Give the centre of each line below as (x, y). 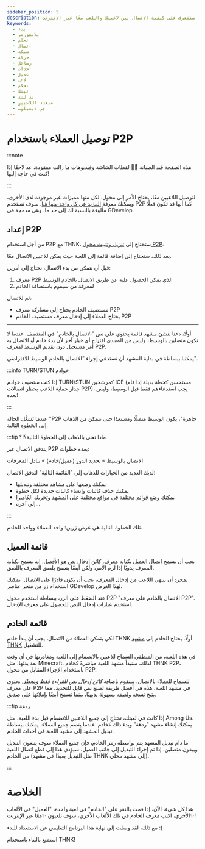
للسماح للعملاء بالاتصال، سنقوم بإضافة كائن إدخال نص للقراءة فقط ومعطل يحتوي (99, 681)
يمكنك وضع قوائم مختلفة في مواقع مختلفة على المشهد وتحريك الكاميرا (95, 497)
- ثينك (21, 91)
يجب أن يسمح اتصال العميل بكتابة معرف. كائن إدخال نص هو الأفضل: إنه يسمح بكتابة (101, 561)
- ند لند (23, 97)
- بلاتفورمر (26, 35)
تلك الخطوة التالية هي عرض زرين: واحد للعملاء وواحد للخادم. (75, 528)
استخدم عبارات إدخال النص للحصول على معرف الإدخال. (70, 604)
